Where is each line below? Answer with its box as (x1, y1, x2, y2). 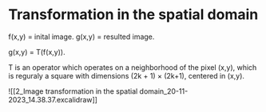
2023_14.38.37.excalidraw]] (8, 95, 98, 104)
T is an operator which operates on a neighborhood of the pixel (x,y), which (8, 62, 257, 72)
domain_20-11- (139, 86, 189, 96)
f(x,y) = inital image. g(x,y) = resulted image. (8, 32, 155, 41)
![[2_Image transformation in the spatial (8, 86, 138, 96)
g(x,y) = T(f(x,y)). (8, 47, 66, 56)
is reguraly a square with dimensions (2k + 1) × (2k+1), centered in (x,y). (8, 71, 245, 80)
